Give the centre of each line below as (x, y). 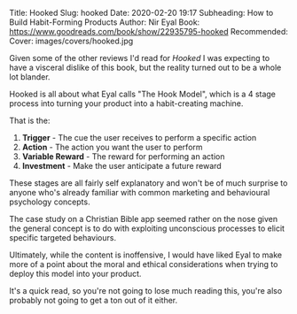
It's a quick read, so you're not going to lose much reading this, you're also (146, 291)
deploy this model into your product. (75, 274)
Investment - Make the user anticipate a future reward (121, 166)
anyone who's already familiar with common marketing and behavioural (140, 192)
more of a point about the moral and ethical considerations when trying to (144, 264)
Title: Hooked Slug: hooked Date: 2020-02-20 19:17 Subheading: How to (141, 13)
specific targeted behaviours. (63, 237)
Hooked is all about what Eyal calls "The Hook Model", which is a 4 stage (143, 94)
